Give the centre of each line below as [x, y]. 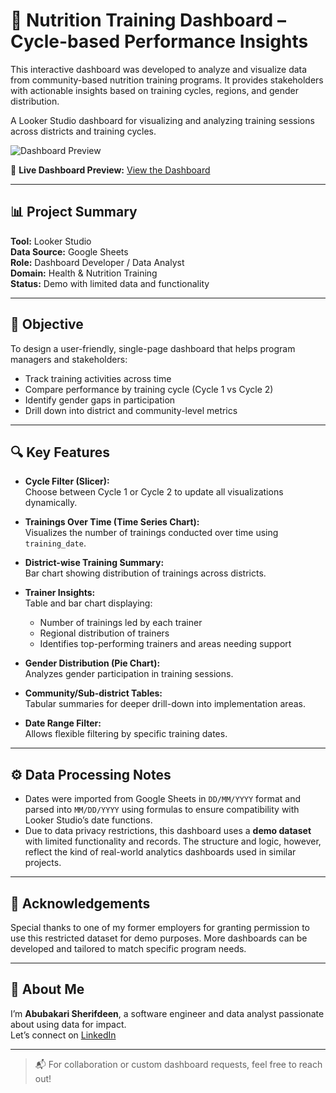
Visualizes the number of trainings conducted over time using [151, 533]
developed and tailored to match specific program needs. [128, 948]
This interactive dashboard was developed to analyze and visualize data [159, 69]
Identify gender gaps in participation [100, 400]
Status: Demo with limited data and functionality [110, 283]
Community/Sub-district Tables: [93, 693]
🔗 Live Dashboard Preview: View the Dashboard [110, 170]
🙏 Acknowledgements [80, 903]
